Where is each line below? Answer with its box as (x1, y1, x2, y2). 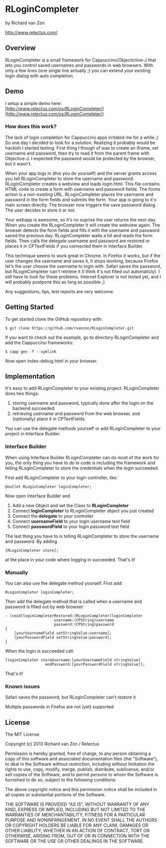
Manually (5, 569, 28, 576)
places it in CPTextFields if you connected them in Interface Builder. (5, 243, 144, 249)
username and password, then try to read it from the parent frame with (5, 150, 150, 156)
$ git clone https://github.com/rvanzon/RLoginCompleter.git (5, 325, 134, 330)
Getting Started (5, 303, 54, 312)
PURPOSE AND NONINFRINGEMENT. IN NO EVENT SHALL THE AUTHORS (5, 817, 158, 823)
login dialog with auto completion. (5, 73, 74, 79)
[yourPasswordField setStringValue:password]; (14, 635, 112, 640)
